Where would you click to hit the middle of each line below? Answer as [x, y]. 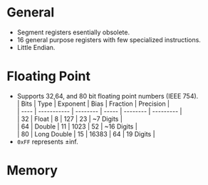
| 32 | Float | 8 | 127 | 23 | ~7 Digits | [69, 119]
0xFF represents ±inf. [48, 141]
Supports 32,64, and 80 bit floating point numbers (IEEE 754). [108, 96]
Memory [32, 170]
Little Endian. [36, 47]
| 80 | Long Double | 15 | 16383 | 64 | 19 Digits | [86, 134]
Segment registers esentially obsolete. [73, 32]
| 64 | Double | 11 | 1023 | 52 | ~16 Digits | [77, 126]
